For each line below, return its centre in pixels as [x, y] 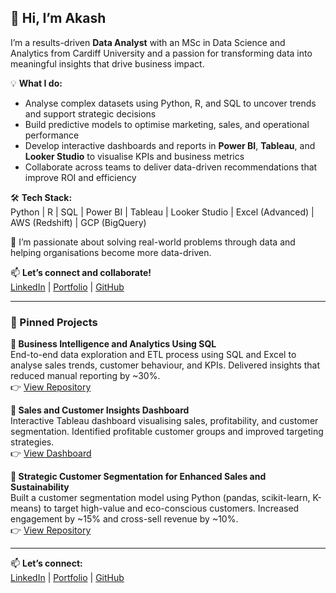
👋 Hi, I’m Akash [58, 18]
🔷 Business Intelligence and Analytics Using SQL [113, 344]
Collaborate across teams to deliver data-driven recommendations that [171, 167]
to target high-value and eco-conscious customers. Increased [171, 508]
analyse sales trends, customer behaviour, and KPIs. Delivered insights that [165, 365]
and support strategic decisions [90, 113]
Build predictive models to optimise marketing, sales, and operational [167, 124]
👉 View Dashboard [51, 453]
